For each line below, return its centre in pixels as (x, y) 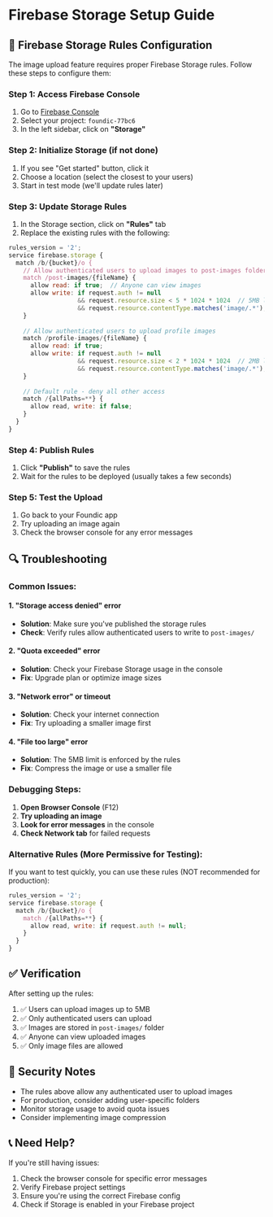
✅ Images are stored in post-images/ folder (92, 1027)
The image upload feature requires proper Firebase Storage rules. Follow (130, 64)
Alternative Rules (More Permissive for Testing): (106, 854)
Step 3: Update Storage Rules (68, 207)
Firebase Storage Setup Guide (112, 15)
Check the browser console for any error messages (106, 532)
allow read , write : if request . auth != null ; (108, 926)
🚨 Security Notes (52, 1072)
